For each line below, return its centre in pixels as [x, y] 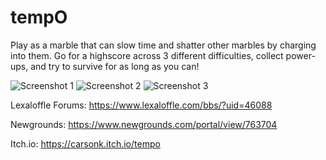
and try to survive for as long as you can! [115, 66]
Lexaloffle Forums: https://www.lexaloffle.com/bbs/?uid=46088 [141, 105]
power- [300, 55]
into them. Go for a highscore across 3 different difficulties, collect [147, 55]
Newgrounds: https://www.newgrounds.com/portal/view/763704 [144, 124]
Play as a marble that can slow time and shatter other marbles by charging [163, 45]
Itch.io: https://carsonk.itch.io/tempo [85, 143]
